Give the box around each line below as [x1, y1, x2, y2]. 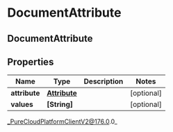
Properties [7, 56, 54, 67]
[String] [47, 99, 73, 109]
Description [83, 76, 124, 86]
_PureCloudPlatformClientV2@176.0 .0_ [7, 117, 118, 126]
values [10, 99, 33, 109]
